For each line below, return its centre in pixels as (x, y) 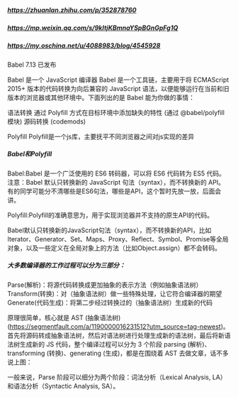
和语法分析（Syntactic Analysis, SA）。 (63, 386)
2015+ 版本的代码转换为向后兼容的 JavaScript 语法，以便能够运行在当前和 (115, 88)
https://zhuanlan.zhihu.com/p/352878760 (72, 10)
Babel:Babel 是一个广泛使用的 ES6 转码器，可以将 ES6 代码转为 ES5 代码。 (116, 173)
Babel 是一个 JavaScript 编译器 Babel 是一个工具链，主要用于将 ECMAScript (118, 80)
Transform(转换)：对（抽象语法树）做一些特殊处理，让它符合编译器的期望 (115, 293)
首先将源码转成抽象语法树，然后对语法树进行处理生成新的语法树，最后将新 (116, 335)
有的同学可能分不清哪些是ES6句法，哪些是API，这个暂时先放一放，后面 (111, 191)
